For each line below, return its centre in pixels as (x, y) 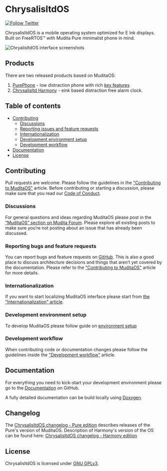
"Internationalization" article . (34, 302)
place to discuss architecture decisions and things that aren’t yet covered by (83, 262)
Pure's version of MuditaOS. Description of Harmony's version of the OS (80, 431)
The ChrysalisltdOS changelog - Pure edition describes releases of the (78, 425)
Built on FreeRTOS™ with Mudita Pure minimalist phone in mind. (70, 38)
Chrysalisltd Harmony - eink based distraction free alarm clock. (78, 90)
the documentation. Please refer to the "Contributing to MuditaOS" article (81, 267)
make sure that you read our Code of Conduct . (53, 194)
